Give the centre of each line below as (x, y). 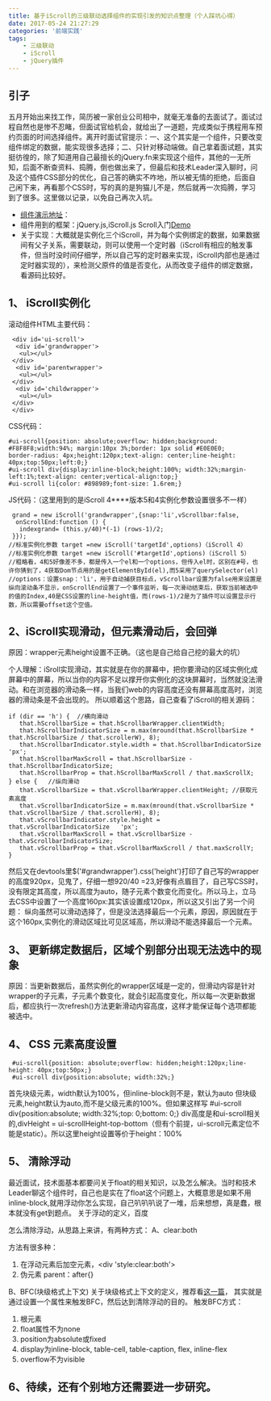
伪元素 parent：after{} (57, 1274)
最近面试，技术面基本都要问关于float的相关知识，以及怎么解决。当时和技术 (132, 1182)
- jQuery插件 (44, 61)
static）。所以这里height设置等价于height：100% (102, 1133)
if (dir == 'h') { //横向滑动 (58, 717)
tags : (17, 38)
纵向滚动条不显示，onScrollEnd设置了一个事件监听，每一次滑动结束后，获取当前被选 (130, 587)
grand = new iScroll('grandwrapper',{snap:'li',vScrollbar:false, (126, 515)
